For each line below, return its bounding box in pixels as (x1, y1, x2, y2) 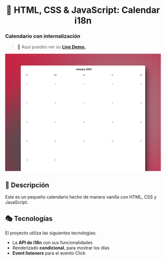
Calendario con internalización (5, 33, 81, 40)
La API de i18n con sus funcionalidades (12, 240, 93, 246)
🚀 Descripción (5, 181, 49, 189)
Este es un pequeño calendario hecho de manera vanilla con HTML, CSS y (5, 194, 157, 200)
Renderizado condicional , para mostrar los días (12, 245, 110, 251)
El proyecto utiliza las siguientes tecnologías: (5, 230, 96, 236)
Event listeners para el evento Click (12, 250, 85, 256)
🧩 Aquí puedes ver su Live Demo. (17, 44, 86, 50)
